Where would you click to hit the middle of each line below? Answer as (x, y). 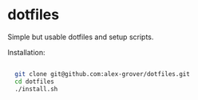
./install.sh (36, 89)
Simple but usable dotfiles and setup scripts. (81, 37)
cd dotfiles (35, 82)
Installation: (26, 52)
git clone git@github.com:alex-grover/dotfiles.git (103, 74)
